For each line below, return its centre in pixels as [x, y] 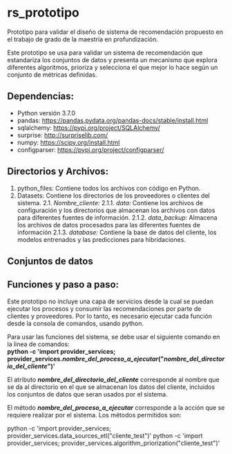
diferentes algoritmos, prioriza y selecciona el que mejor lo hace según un [113, 67]
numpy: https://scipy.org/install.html [68, 142]
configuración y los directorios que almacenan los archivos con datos [116, 210]
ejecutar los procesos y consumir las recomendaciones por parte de [104, 308]
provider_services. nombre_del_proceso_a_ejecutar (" [86, 359]
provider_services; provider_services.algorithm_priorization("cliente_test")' [114, 443]
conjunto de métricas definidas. [52, 75]
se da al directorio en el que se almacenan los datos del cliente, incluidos [111, 387]
